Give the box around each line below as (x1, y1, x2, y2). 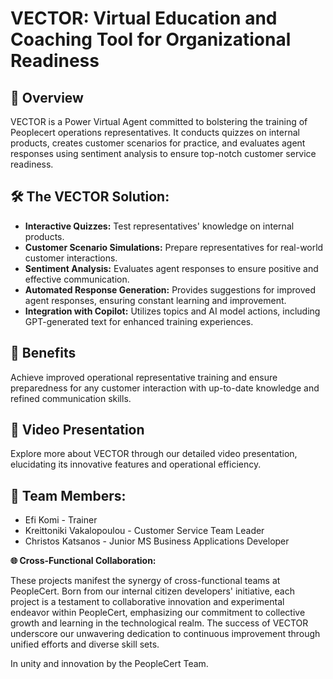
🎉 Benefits (10, 345, 77, 362)
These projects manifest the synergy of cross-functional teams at (10, 575, 281, 587)
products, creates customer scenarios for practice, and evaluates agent (10, 137, 306, 149)
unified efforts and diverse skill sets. (10, 638, 160, 651)
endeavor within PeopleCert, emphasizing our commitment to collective (10, 607, 306, 619)
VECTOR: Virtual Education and (10, 7, 278, 30)
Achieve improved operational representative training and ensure (10, 371, 278, 383)
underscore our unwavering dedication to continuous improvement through (10, 628, 321, 640)
